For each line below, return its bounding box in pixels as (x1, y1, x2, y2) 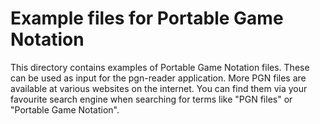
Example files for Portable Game (10, 7, 284, 30)
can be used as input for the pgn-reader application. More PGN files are (10, 72, 307, 84)
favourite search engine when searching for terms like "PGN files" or (10, 93, 293, 105)
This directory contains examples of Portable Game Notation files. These (10, 61, 310, 73)
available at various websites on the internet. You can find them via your (10, 82, 308, 94)
